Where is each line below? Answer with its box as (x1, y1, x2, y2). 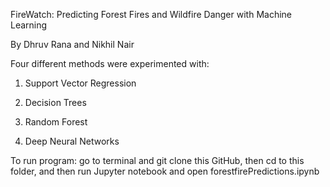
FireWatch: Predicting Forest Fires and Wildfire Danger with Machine (10, 9, 292, 20)
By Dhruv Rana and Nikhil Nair (10, 39, 135, 50)
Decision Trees (24, 97, 87, 108)
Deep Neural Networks (24, 135, 120, 147)
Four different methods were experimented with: (10, 58, 210, 69)
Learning (10, 19, 48, 31)
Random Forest (24, 116, 88, 128)
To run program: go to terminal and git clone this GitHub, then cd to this (10, 155, 305, 166)
